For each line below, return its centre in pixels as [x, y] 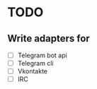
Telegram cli [36, 64]
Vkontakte [33, 71]
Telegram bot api [42, 55]
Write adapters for [48, 38]
